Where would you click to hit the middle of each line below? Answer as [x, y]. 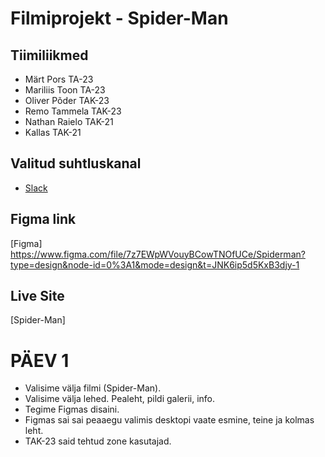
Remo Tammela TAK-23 [73, 111]
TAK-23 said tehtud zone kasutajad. [98, 441]
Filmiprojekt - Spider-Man [119, 18]
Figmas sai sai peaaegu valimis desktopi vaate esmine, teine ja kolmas [169, 420]
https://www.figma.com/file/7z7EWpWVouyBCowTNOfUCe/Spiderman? [158, 254]
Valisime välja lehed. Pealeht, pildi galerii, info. [119, 399]
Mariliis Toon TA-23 [65, 90]
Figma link [43, 219]
